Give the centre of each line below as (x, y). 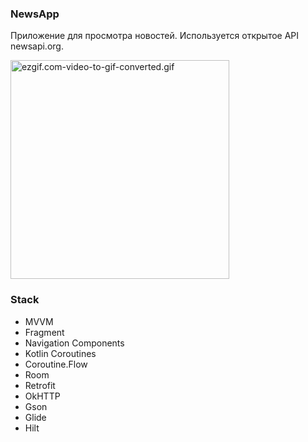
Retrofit (40, 385)
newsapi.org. (37, 46)
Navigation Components (74, 343)
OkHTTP (42, 396)
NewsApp (35, 14)
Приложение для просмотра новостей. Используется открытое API (155, 36)
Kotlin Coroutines (60, 353)
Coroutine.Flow (56, 364)
